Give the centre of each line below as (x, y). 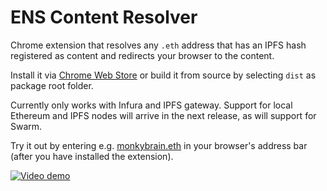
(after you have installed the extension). (92, 156)
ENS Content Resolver (104, 17)
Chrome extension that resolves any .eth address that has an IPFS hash (158, 45)
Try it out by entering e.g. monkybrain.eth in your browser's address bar (159, 145)
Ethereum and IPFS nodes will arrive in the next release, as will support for (163, 115)
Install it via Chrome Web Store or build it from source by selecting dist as (163, 75)
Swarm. (26, 126)
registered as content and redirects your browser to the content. (142, 55)
